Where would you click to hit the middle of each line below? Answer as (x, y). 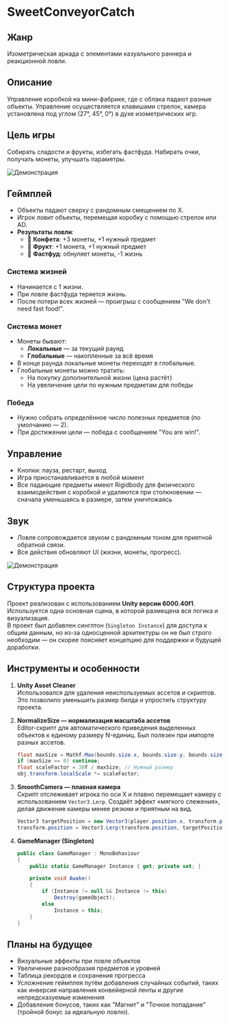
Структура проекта (51, 587)
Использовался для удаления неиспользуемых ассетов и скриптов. (117, 693)
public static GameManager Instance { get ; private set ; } (116, 866)
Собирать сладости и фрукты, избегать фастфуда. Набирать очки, (104, 152)
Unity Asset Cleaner (46, 685)
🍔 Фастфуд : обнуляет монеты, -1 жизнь (85, 254)
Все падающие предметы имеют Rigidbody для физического (106, 485)
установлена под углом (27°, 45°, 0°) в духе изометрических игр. (103, 113)
